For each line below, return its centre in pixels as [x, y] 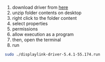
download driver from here [40, 7]
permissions [25, 29]
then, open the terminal [37, 40]
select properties [30, 23]
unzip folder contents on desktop [47, 13]
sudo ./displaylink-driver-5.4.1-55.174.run [52, 54]
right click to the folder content [44, 18]
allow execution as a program [43, 34]
